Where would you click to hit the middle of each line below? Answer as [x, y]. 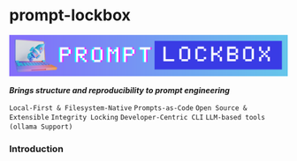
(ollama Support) [41, 127]
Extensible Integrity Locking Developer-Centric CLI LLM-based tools [137, 118]
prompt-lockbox [70, 15]
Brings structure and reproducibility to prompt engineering [119, 91]
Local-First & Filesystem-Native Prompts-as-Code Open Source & [128, 108]
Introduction [36, 149]
